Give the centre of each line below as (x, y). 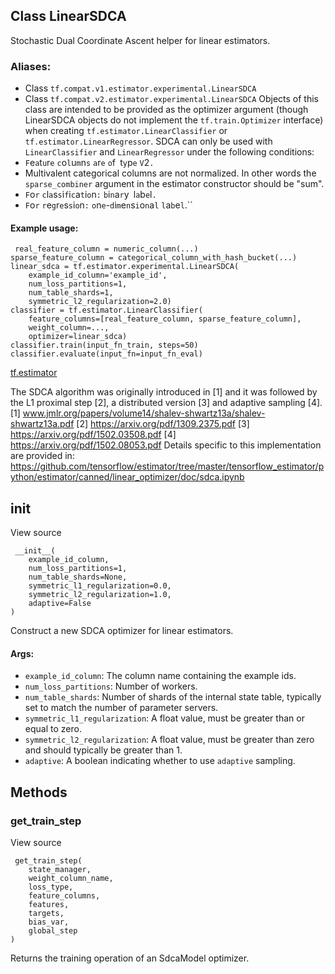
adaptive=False (60, 604)
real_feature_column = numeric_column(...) (106, 249)
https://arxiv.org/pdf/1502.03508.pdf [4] (93, 435)
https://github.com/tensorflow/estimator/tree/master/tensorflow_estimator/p (167, 466)
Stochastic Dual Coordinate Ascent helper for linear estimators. (140, 40)
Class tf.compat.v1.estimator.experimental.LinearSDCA (140, 88)
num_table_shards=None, (78, 577)
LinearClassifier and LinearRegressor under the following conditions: (169, 152)
